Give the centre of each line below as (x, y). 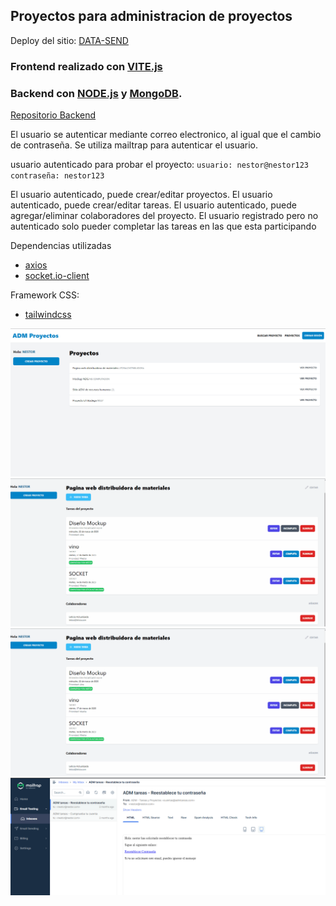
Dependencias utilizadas (61, 246)
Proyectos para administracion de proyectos (151, 16)
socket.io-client (57, 276)
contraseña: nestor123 (57, 176)
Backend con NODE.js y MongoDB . (96, 93)
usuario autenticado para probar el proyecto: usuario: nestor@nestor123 (160, 165)
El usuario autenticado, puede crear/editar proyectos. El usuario (141, 195)
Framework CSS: (45, 295)
